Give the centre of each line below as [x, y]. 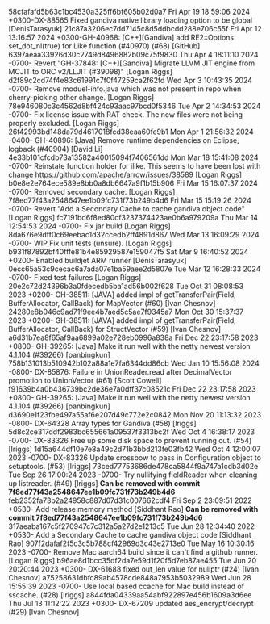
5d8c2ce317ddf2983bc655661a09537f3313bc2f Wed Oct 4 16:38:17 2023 [132, 432]
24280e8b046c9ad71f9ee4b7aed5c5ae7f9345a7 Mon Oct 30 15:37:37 [126, 312]
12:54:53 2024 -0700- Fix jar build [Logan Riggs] [89, 226]
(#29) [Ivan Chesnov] [44, 612]
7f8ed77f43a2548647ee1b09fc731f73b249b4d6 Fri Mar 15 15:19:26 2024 [130, 200]
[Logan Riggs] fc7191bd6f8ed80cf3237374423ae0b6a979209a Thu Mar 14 [133, 218]
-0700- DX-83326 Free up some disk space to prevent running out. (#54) [130, 440]
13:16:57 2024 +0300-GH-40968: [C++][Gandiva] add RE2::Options [121, 37]
